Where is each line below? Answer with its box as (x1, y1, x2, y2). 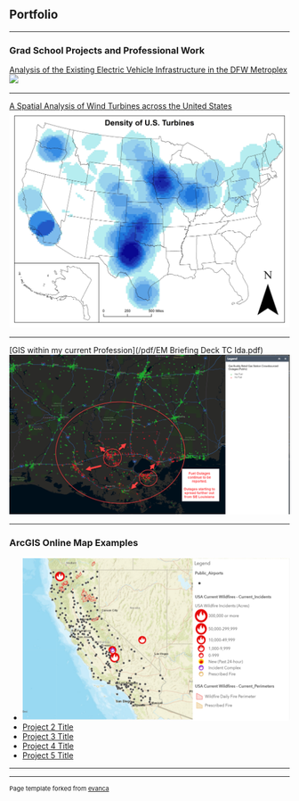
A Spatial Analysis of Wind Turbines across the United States (9, 101, 233, 111)
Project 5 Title (21, 750, 74, 761)
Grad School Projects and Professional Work (9, 44, 205, 56)
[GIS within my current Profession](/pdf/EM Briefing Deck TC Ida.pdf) (9, 345, 264, 356)
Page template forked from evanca (9, 784, 109, 793)
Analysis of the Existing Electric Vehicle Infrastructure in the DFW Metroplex (9, 64, 287, 75)
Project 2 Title (21, 722, 74, 732)
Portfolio (9, 7, 59, 22)
